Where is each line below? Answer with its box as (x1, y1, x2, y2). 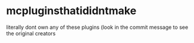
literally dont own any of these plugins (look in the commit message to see (6, 24, 189, 31)
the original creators (6, 29, 56, 37)
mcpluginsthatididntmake (6, 4, 137, 18)
